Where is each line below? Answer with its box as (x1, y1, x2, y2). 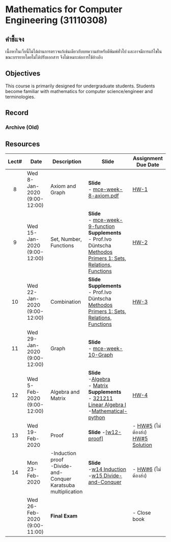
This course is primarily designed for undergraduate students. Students (5, 83, 155, 89)
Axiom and (50, 183, 76, 190)
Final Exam (50, 512, 78, 520)
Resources (5, 140, 40, 148)
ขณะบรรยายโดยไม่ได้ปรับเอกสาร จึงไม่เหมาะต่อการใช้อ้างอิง (5, 54, 103, 60)
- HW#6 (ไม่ (132, 465, 161, 472)
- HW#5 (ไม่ (132, 422, 161, 429)
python (88, 414, 105, 421)
